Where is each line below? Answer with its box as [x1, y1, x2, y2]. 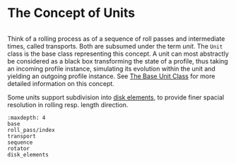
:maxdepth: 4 [7, 114, 46, 121]
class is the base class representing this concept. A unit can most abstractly [7, 49, 230, 58]
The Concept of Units [7, 5, 136, 21]
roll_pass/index [7, 126, 55, 133]
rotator [7, 145, 30, 152]
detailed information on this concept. [7, 79, 114, 87]
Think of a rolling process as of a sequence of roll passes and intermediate [7, 34, 225, 43]
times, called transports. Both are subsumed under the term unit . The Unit [7, 42, 223, 50]
